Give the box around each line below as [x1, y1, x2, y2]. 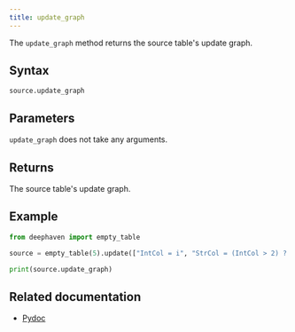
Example [9, 209, 58, 225]
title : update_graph [9, 12, 86, 22]
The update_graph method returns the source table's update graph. [9, 37, 253, 48]
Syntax [9, 63, 50, 78]
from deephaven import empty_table [9, 233, 141, 241]
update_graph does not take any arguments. [9, 134, 168, 145]
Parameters [9, 110, 75, 125]
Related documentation [9, 289, 142, 304]
